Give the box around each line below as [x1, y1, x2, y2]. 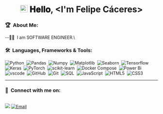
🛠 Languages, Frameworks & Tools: [5, 47, 93, 54]
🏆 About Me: [5, 22, 38, 29]
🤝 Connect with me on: [5, 87, 61, 94]
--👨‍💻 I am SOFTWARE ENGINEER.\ [5, 34, 75, 40]
